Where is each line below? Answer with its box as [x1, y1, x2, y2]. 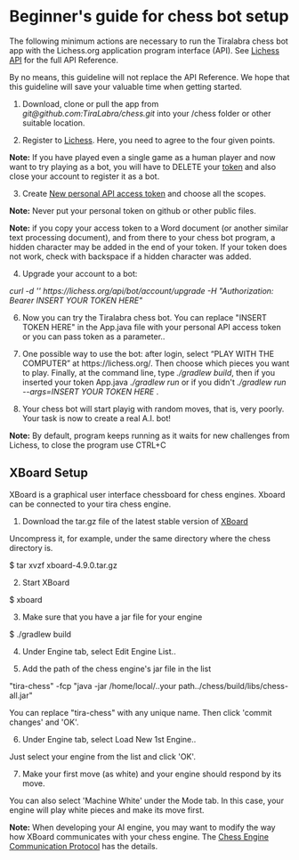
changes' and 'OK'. [9, 717, 79, 727]
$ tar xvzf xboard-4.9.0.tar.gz [9, 559, 117, 571]
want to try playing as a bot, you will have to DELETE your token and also [9, 161, 277, 172]
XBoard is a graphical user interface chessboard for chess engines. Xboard [9, 489, 286, 499]
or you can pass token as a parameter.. [21, 331, 166, 342]
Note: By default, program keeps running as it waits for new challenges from [9, 430, 290, 441]
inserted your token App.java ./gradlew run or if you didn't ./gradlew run [21, 377, 287, 387]
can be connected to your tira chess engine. [9, 499, 172, 509]
